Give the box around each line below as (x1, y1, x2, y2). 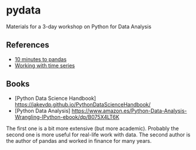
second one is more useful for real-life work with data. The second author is (6, 131, 191, 138)
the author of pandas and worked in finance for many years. (6, 137, 152, 144)
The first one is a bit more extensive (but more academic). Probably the (6, 125, 180, 132)
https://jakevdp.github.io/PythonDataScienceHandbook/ (14, 101, 151, 108)
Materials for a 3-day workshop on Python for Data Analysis (6, 23, 152, 30)
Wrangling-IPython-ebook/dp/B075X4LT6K (14, 113, 119, 121)
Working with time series (14, 62, 75, 69)
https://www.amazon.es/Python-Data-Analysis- (71, 107, 187, 114)
